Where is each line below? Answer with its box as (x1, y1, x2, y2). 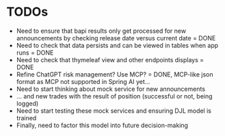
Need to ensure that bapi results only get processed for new (16, 27, 186, 35)
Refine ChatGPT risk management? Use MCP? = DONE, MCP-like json (16, 70, 213, 79)
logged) (16, 99, 39, 107)
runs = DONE (16, 49, 54, 57)
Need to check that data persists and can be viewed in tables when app (16, 41, 219, 49)
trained (16, 113, 37, 122)
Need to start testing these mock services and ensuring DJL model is (16, 107, 211, 115)
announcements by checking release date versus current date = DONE (16, 33, 216, 42)
